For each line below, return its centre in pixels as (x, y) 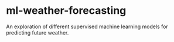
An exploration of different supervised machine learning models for (87, 26)
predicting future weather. (37, 32)
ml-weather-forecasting (66, 11)
